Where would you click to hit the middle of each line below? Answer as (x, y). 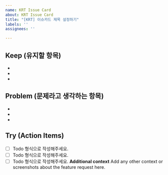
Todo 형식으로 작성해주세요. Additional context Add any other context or (88, 161)
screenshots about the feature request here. (59, 167)
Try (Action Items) (35, 136)
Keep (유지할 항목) (33, 55)
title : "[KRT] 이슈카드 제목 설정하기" (42, 19)
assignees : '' (20, 29)
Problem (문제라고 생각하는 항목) (55, 96)
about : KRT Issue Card (29, 15)
